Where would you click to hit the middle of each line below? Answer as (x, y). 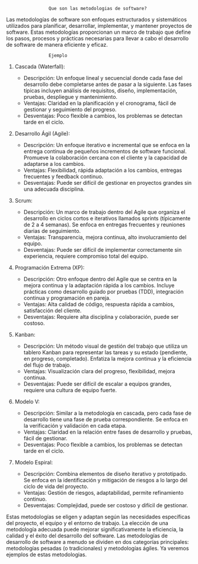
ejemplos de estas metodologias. (47, 555)
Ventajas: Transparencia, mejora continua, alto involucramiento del (105, 237)
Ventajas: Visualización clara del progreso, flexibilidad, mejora (99, 371)
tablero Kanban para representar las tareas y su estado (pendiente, (106, 352)
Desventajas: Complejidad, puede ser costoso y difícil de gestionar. (106, 505)
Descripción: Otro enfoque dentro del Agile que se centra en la (100, 279)
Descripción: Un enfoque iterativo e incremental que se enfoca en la (107, 145)
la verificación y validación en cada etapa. (75, 426)
